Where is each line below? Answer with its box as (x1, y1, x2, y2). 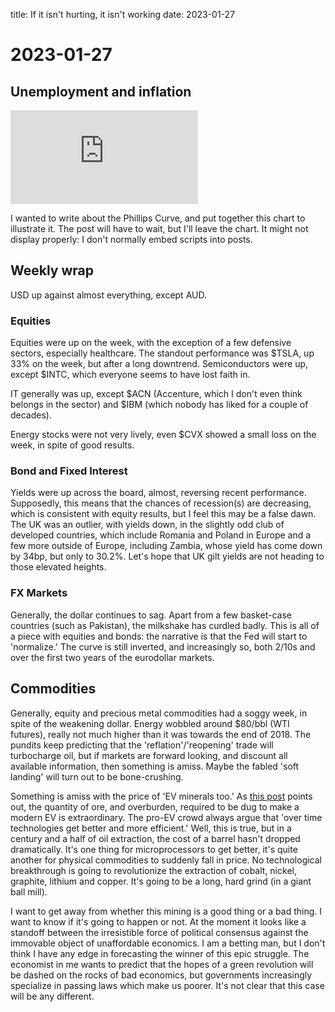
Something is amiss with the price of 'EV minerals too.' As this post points (10, 790, 313, 802)
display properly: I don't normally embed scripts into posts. (10, 234, 253, 245)
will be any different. (10, 990, 95, 1002)
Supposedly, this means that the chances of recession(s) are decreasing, (10, 497, 312, 509)
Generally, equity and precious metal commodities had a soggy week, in (10, 707, 308, 719)
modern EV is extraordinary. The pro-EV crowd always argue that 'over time (10, 811, 323, 823)
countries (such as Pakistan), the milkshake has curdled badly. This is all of (10, 619, 320, 631)
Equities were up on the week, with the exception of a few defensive (10, 337, 292, 349)
